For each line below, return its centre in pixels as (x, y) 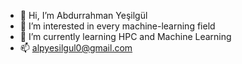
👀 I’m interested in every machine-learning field (117, 26)
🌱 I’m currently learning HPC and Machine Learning (125, 36)
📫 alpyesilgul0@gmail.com (76, 48)
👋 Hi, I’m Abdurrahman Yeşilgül (83, 15)
